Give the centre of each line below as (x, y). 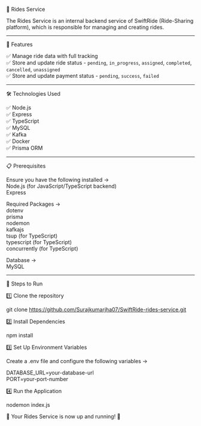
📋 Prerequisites (26, 166)
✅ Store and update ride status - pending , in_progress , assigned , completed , (99, 63)
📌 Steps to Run (25, 284)
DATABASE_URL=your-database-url (50, 373)
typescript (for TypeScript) (39, 242)
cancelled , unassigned (33, 69)
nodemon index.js (28, 405)
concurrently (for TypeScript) (42, 249)
